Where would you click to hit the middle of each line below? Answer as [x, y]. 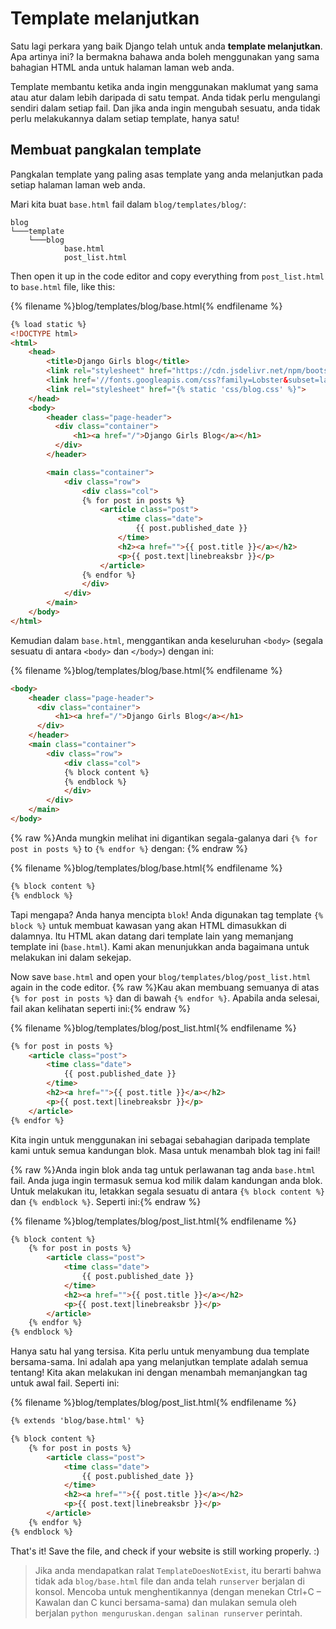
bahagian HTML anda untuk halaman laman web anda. [122, 67]
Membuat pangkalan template [106, 150]
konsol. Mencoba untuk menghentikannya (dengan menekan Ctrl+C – [178, 1591]
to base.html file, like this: [63, 286]
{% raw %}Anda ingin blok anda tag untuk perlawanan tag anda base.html [163, 1169]
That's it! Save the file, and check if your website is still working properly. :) [165, 1551]
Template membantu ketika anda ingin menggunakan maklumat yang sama [164, 86]
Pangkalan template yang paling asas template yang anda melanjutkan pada [167, 174]
